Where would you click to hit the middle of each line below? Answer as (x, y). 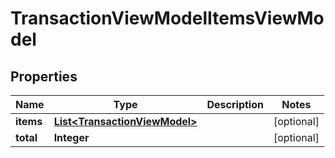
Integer (71, 137)
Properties (44, 76)
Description (235, 104)
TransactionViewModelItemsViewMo (167, 18)
